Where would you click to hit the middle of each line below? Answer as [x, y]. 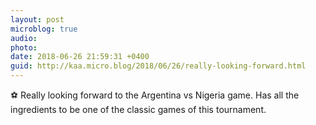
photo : [24, 47]
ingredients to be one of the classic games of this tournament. [138, 109]
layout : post [37, 19]
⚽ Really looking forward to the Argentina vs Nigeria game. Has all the [155, 95]
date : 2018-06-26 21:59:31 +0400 [80, 57]
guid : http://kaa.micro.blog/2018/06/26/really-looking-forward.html [158, 66]
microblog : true [44, 29]
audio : [24, 38]
